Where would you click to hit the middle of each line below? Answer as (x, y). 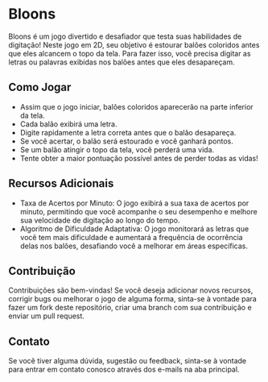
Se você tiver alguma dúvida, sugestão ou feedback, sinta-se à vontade (128, 361)
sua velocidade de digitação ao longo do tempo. (100, 220)
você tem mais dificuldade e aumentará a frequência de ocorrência (131, 237)
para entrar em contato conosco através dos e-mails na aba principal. (124, 370)
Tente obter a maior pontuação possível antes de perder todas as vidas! (139, 158)
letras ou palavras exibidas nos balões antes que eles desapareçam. (122, 62)
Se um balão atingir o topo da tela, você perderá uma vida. (117, 149)
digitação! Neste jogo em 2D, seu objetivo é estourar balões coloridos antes (134, 44)
